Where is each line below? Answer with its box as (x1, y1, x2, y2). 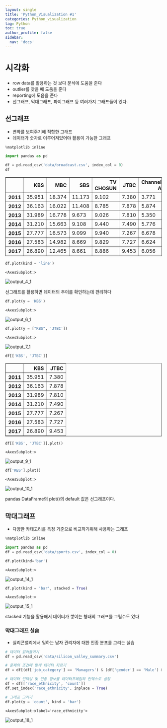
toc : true (5, 26, 26, 31)
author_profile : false (5, 30, 52, 35)
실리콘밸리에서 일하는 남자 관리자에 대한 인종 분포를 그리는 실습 (12, 639, 135, 646)
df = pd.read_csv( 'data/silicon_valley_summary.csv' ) (5, 654, 119, 659)
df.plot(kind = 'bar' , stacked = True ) (5, 585, 88, 591)
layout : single (5, 7, 37, 12)
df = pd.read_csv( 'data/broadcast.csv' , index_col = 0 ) (5, 162, 123, 168)
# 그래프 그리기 (5, 695, 33, 700)
